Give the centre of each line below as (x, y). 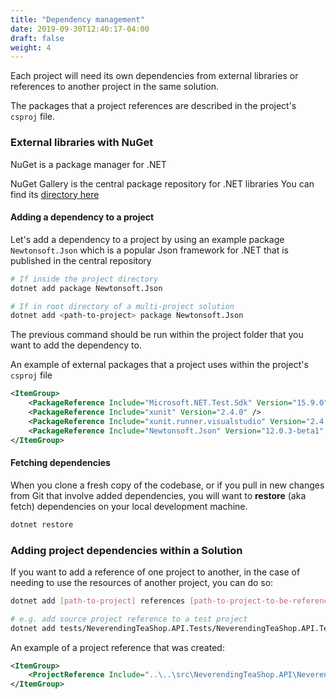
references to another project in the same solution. (114, 87)
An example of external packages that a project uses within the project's (159, 365)
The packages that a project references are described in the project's (153, 106)
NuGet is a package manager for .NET (88, 164)
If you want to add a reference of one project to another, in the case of (155, 572)
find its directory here (55, 194)
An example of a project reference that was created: (117, 647)
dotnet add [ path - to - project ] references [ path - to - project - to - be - (151, 601)
